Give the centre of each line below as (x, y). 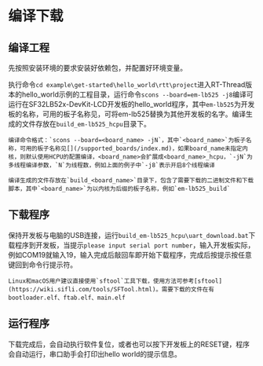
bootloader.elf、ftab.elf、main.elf (67, 298)
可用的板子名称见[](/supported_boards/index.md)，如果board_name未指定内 (134, 148)
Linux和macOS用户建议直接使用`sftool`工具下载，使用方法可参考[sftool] (115, 281)
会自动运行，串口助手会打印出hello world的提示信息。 (95, 353)
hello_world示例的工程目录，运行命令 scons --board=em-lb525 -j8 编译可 (137, 94)
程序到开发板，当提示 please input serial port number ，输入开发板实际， (135, 245)
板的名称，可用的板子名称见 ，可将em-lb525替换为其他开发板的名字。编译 (127, 114)
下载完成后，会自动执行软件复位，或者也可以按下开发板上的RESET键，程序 (129, 344)
